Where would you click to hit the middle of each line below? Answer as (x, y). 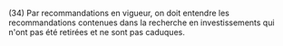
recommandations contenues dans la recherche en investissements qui (141, 23)
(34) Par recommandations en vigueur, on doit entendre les (119, 13)
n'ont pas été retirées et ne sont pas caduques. (97, 32)
